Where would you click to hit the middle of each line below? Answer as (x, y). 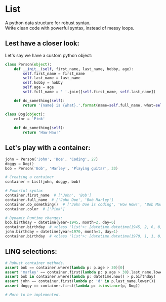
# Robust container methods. (35, 263)
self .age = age (39, 87)
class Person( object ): (28, 64)
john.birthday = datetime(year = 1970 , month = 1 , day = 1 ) (62, 232)
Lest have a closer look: (42, 44)
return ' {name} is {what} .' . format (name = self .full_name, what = (89, 105)
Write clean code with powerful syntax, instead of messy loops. (70, 28)
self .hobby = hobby (43, 83)
